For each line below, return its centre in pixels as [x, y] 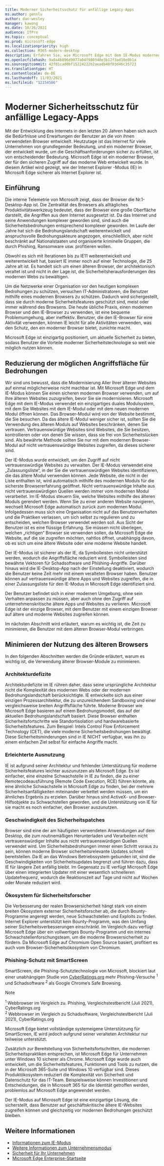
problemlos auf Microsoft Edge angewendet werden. [58, 1091]
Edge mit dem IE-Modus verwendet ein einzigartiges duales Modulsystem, [80, 404]
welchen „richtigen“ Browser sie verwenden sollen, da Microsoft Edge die [79, 533]
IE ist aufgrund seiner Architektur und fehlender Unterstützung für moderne [81, 766]
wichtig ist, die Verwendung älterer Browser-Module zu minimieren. [73, 661]
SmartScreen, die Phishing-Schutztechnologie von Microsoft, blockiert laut [80, 971]
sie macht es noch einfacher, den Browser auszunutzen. [61, 807]
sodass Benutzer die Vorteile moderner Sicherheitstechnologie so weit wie [80, 343]
